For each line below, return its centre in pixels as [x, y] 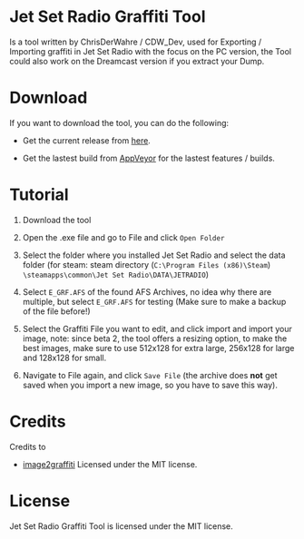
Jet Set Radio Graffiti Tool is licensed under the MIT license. [121, 526]
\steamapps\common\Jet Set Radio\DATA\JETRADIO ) [116, 274]
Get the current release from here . [87, 140]
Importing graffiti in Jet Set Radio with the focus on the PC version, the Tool [151, 51]
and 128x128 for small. [64, 358]
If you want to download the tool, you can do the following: [119, 122]
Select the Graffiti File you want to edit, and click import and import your [157, 328]
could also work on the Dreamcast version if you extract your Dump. [137, 61]
